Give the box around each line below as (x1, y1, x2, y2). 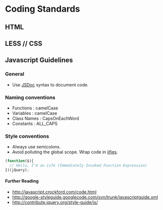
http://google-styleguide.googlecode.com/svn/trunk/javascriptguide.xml (12, 194, 158, 200)
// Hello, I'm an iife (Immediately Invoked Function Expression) (9, 163, 147, 168)
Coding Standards (5, 3, 81, 15)
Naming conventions (5, 94, 56, 101)
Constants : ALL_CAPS (12, 121, 58, 126)
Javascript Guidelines (5, 56, 73, 64)
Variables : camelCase (12, 110, 58, 116)
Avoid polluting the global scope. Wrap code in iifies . (12, 149, 118, 155)
